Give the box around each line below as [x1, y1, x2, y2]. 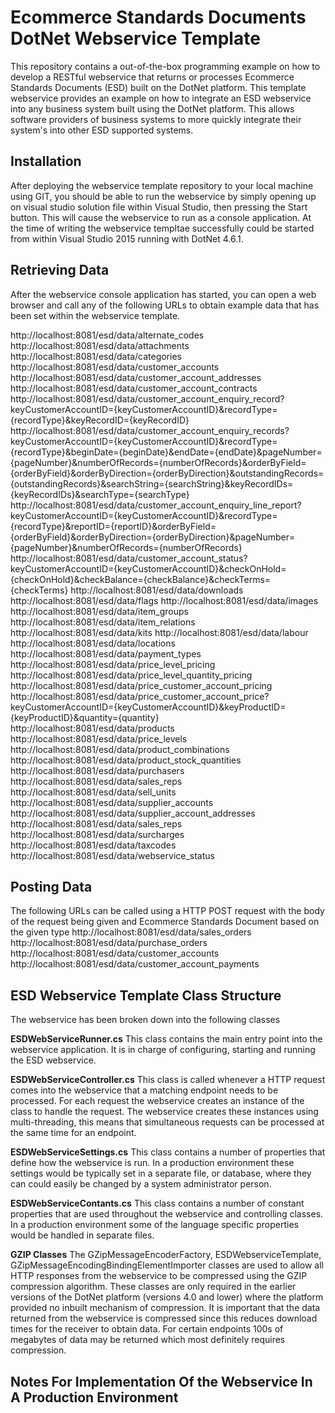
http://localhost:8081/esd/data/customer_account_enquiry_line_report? [10, 499, 302, 511]
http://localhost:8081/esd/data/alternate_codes [10, 329, 205, 341]
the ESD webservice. [10, 1054, 97, 1066]
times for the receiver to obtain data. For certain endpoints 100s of [10, 1323, 284, 1335]
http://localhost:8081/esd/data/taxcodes [10, 839, 177, 851]
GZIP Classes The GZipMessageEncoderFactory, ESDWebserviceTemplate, [10, 1249, 322, 1261]
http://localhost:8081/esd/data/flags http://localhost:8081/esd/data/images [10, 594, 319, 606]
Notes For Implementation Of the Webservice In [10, 1373, 313, 1390]
